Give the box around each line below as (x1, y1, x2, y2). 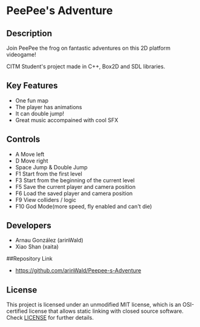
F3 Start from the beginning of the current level (15, 176, 135, 184)
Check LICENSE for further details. (6, 314, 94, 321)
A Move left (15, 150, 45, 158)
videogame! (6, 51, 37, 58)
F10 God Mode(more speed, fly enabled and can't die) (15, 202, 152, 210)
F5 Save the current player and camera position (15, 183, 136, 190)
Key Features (6, 80, 58, 91)
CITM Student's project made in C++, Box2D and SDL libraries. (6, 63, 166, 70)
